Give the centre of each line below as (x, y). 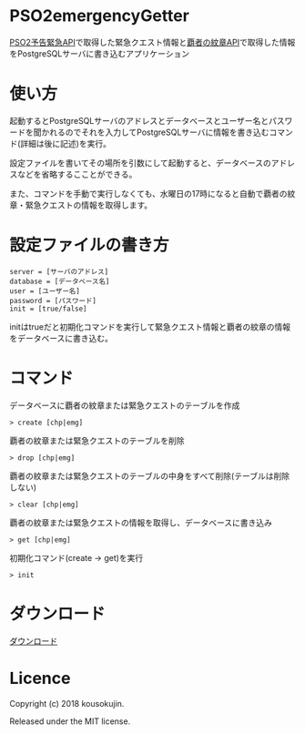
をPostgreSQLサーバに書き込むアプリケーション (100, 53)
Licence (40, 678)
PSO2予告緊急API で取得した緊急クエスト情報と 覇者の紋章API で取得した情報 (152, 42)
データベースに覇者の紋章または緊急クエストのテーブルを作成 (125, 405)
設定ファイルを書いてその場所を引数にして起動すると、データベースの (140, 163)
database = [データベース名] (60, 281)
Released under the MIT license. (70, 721)
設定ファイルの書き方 (90, 245)
